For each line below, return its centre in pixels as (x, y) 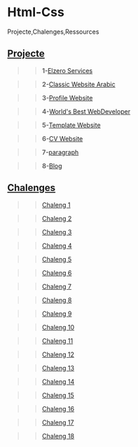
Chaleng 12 (58, 354)
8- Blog (52, 166)
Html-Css (36, 12)
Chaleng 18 (58, 436)
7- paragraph (60, 152)
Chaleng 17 (58, 422)
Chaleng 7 (57, 286)
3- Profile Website (67, 98)
